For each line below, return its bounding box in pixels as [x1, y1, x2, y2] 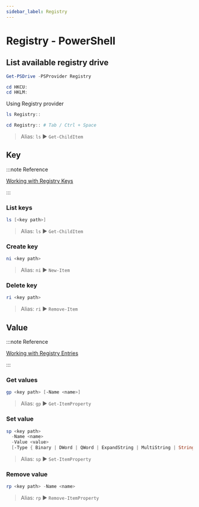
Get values [6, 376, 38, 385]
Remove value [6, 470, 48, 479]
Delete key [6, 282, 37, 290]
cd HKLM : [6, 89, 28, 95]
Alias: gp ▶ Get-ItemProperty [20, 400, 92, 407]
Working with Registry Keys [6, 177, 73, 184]
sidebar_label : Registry [6, 8, 68, 15]
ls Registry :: [6, 112, 41, 118]
